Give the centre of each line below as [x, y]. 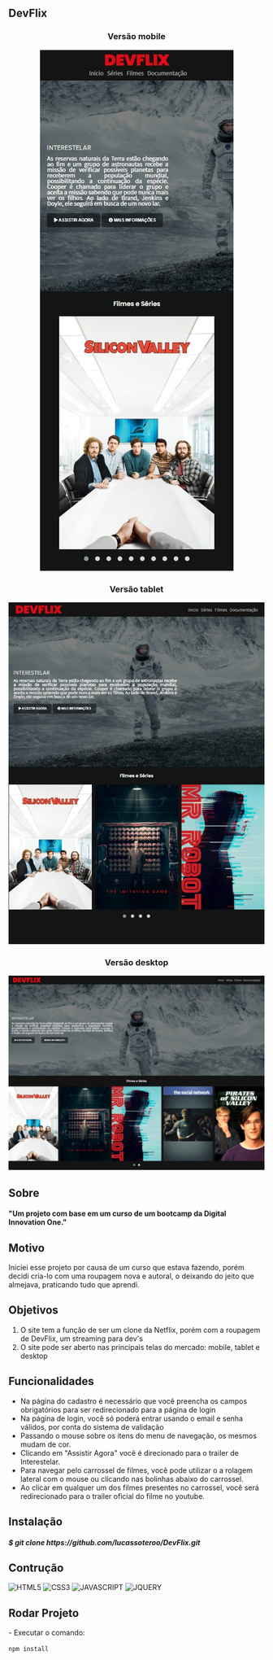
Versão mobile [136, 37]
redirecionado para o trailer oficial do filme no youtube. [113, 1496]
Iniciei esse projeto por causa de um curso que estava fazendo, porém [127, 1268]
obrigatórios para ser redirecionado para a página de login [118, 1409]
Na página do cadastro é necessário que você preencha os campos [134, 1401]
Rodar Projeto [44, 1613]
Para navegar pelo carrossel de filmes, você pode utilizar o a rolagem [136, 1470]
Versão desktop [136, 962]
